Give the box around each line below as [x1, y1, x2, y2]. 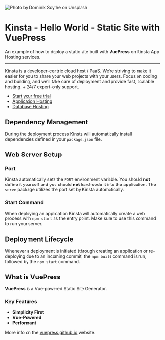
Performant [12, 320, 37, 326]
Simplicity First [12, 309, 44, 315]
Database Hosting [12, 103, 49, 109]
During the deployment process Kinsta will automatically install [5, 131, 132, 137]
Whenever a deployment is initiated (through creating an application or [5, 248, 148, 254]
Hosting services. [5, 54, 41, 60]
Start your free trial [12, 93, 51, 99]
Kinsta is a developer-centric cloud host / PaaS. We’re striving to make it [5, 68, 151, 74]
